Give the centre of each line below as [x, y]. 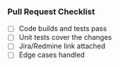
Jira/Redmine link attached [62, 46]
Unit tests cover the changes [65, 37]
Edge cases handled [52, 55]
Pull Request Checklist [51, 12]
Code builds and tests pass [63, 29]
